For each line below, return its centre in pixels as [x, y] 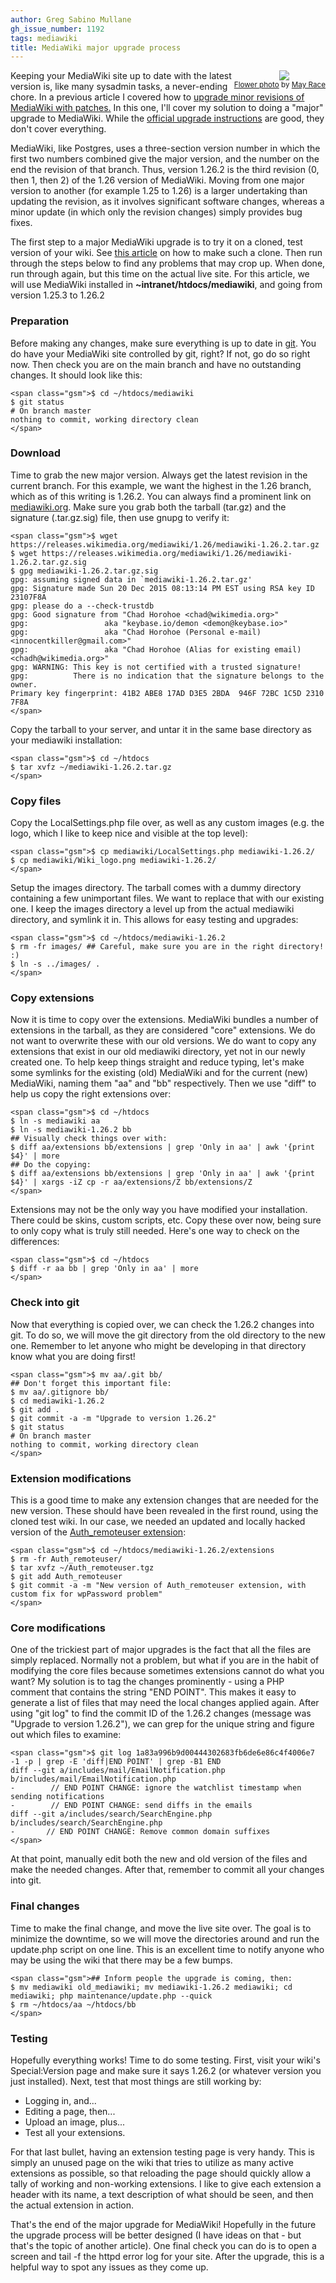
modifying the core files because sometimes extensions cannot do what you [167, 1671]
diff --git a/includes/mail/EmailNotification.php [118, 1771]
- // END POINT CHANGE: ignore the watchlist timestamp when [156, 1788]
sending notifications [57, 1797]
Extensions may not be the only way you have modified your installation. [159, 1210]
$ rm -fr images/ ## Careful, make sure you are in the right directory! [167, 947]
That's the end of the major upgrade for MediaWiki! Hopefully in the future [163, 2224]
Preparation [40, 321]
